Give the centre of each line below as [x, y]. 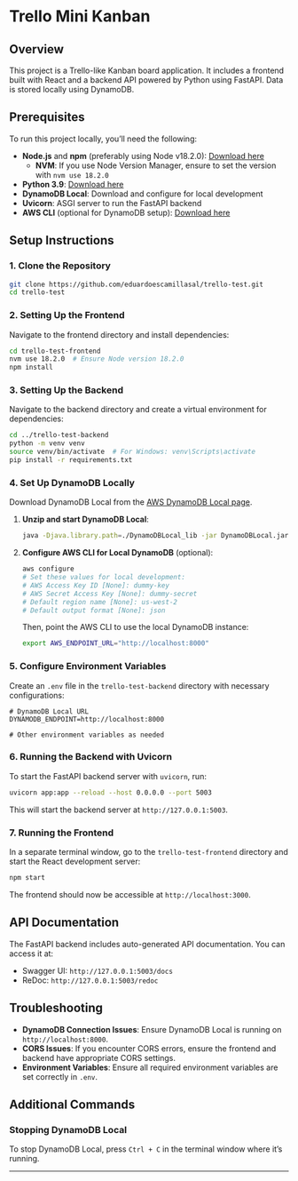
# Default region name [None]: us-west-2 [99, 602]
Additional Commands [72, 1104]
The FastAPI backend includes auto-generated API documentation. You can [147, 944]
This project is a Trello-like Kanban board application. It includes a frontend [147, 70]
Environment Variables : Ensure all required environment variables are [150, 1067]
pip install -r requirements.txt [71, 460]
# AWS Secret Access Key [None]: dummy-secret [110, 594]
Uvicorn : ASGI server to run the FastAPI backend [112, 203]
